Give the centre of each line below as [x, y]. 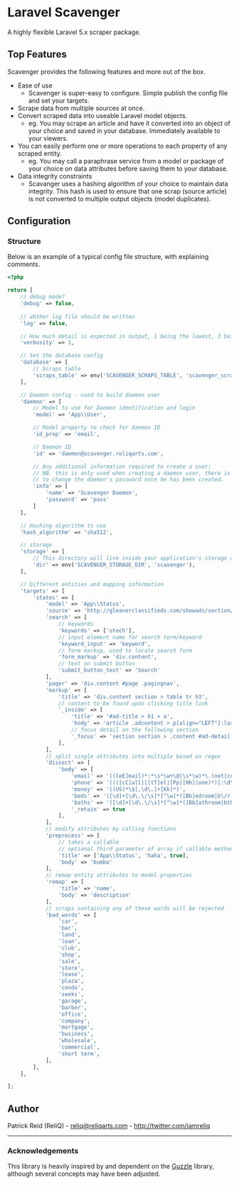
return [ [20, 290]
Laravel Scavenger [64, 12]
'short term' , [79, 1053]
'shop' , [69, 955]
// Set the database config [62, 356]
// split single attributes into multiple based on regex [133, 756]
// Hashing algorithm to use [63, 526]
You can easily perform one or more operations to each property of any [122, 146]
